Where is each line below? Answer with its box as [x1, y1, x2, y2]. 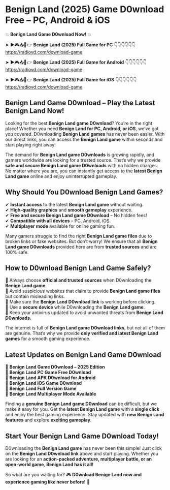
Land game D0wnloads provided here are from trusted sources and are [5, 243, 157, 250]
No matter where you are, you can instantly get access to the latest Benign [5, 168, 162, 174]
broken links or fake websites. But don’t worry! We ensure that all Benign [5, 238, 158, 244]
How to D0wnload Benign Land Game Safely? [5, 263, 151, 272]
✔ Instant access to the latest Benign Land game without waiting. [5, 201, 144, 207]
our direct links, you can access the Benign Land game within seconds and [5, 136, 163, 142]
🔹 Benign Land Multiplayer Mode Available [5, 391, 96, 397]
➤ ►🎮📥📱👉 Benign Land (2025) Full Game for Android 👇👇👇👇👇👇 [5, 59, 147, 65]
